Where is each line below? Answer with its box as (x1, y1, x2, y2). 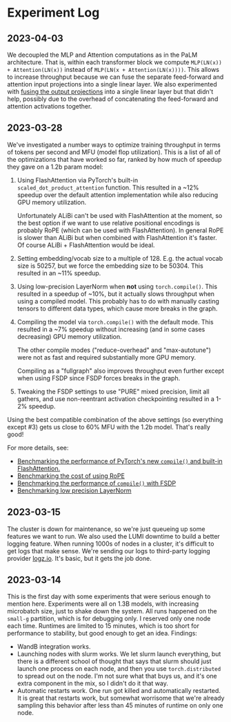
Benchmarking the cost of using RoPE (17, 472, 125, 480)
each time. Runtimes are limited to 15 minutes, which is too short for (7, 622, 200, 630)
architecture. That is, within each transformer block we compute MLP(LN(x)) (7, 58, 222, 66)
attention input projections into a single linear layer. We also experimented (7, 80, 217, 88)
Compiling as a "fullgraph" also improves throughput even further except (17, 367, 224, 375)
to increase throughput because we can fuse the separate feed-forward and (7, 73, 224, 81)
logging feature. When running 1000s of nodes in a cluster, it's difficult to (7, 539, 214, 548)
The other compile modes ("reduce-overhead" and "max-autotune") (17, 346, 212, 354)
